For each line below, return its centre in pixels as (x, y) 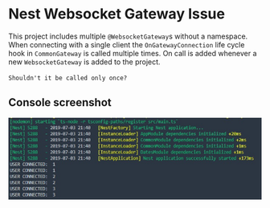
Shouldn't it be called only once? (68, 78)
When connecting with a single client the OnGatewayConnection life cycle (127, 44)
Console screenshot (60, 102)
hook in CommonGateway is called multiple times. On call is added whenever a (133, 53)
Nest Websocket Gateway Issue (117, 14)
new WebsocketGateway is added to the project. (84, 62)
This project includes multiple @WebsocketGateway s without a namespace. (128, 36)
